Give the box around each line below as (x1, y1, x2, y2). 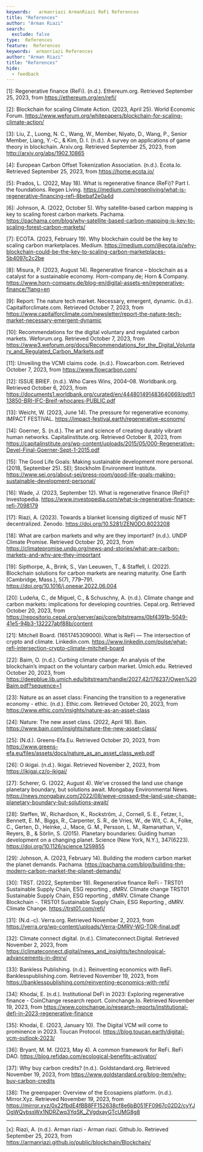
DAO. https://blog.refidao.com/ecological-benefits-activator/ (6, 1053, 157, 1060)
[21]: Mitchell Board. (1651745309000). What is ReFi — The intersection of (6, 632, 191, 639)
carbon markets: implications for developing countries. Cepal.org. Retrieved (6, 601, 195, 608)
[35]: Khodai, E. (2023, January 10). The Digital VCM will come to (6, 1022, 168, 1029)
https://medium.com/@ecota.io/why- (104, 242, 196, 249)
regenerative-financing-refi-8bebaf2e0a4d (6, 192, 114, 200)
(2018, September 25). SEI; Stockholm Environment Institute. (6, 464, 157, 472)
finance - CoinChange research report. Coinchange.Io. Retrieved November (6, 997, 195, 1004)
